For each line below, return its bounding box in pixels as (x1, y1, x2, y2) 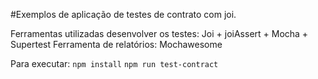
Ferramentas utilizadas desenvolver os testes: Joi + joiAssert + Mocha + (10, 28, 309, 39)
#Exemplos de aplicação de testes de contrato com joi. (10, 9, 237, 20)
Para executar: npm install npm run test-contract (10, 58, 219, 69)
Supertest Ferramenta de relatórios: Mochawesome (10, 39, 223, 50)
